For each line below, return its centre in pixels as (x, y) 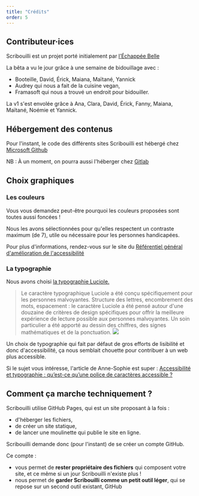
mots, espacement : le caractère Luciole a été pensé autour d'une (102, 306)
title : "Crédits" (28, 12)
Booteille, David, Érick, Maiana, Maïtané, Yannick (75, 79)
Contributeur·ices (40, 42)
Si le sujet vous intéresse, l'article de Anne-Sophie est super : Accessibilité (99, 368)
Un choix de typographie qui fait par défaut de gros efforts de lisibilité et (95, 344)
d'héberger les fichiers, (44, 419)
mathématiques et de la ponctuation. (66, 332)
